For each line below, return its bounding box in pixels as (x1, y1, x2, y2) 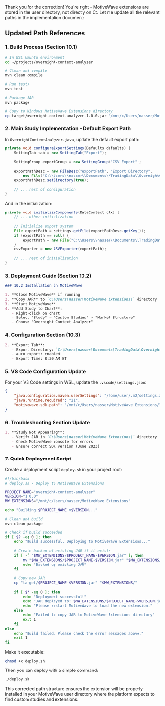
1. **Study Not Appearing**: (5, 430, 65, 435)
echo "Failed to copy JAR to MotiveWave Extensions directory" (23, 612, 155, 618)
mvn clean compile (5, 73, 43, 78)
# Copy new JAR (14, 576, 45, 581)
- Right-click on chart (11, 311, 60, 316)
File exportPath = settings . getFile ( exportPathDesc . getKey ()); (14, 228, 146, 233)
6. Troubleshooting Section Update (5, 419, 90, 425)
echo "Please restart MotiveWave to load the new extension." (23, 603, 153, 608)
